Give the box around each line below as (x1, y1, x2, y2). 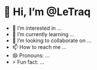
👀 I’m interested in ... (12, 24, 62, 32)
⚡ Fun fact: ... (12, 58, 44, 65)
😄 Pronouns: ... (12, 52, 50, 59)
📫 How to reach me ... (12, 43, 67, 50)
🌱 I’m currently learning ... (12, 30, 75, 37)
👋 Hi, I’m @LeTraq (4, 5, 91, 19)
